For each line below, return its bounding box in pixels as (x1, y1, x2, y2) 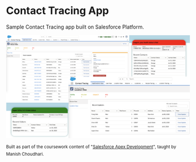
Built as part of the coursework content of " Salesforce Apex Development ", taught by (6, 144, 177, 150)
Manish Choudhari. (6, 151, 44, 157)
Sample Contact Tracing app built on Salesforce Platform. (6, 23, 145, 30)
